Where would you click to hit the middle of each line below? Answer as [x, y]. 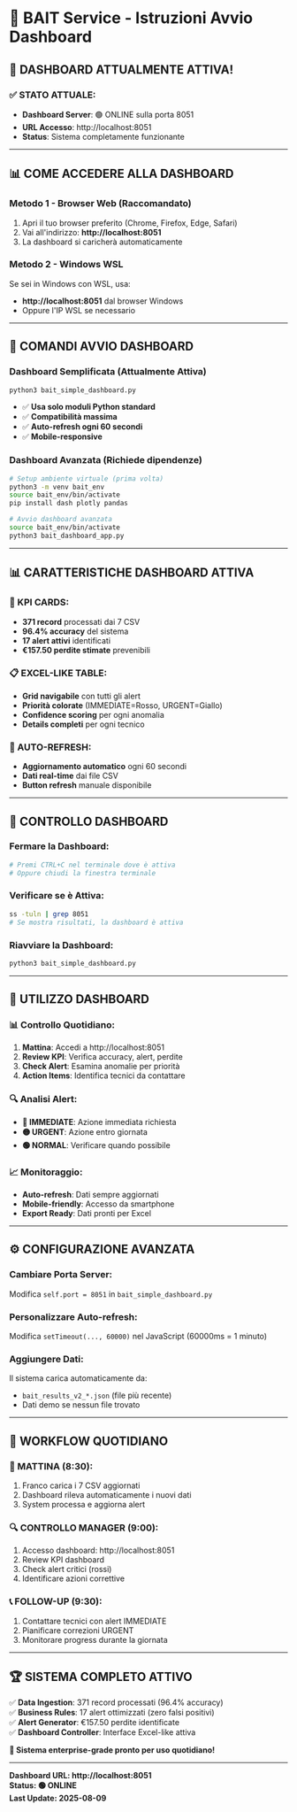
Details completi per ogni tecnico [83, 724]
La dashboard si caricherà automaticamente [102, 242]
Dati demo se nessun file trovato [81, 1405]
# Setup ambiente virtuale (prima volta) [87, 478]
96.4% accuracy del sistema [75, 631]
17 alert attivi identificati [66, 640]
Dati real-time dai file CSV [70, 776]
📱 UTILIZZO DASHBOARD [80, 999]
